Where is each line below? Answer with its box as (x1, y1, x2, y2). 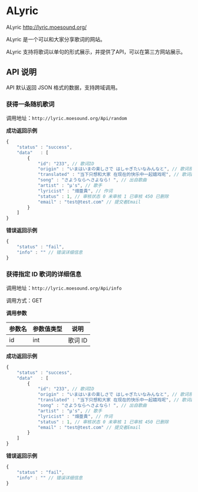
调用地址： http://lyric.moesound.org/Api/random (6, 115, 127, 122)
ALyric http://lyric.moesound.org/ (6, 24, 87, 31)
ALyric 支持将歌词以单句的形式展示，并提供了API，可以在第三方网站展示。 (6, 48, 186, 55)
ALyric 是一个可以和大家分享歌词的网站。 (6, 35, 106, 42)
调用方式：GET (6, 297, 42, 304)
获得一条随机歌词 (6, 100, 55, 108)
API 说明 (6, 67, 37, 77)
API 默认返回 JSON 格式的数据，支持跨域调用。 (6, 84, 121, 91)
